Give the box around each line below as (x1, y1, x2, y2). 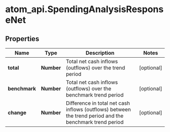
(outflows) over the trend (65, 64, 125, 71)
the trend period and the (65, 112, 124, 119)
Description (86, 50, 115, 56)
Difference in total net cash (65, 100, 130, 107)
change (8, 109, 27, 116)
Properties (5, 34, 39, 43)
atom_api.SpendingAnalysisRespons (5, 4, 164, 15)
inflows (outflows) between (65, 106, 131, 113)
